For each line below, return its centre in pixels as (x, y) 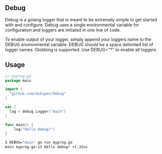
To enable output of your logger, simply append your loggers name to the (78, 39)
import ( (14, 89)
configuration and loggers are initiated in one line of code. (63, 30)
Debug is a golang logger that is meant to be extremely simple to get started (81, 19)
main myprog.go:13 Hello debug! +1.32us (47, 147)
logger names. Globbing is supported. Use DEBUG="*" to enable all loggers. (81, 49)
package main (18, 80)
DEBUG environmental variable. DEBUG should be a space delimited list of (79, 44)
